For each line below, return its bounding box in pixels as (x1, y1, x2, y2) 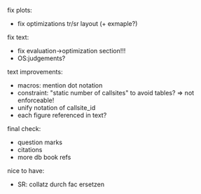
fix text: (7, 33, 29, 41)
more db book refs (17, 153, 71, 161)
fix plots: (7, 6, 33, 14)
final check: (7, 125, 41, 132)
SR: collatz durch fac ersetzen (17, 180, 105, 188)
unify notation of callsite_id (17, 104, 96, 111)
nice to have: (7, 167, 45, 174)
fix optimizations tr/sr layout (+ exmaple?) (17, 20, 138, 27)
